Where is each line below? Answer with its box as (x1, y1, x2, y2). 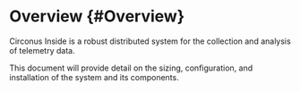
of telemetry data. (9, 45, 75, 55)
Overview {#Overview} (9, 6, 185, 27)
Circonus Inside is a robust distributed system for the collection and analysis (9, 36, 291, 46)
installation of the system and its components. (9, 71, 179, 82)
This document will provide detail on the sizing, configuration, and (9, 62, 253, 73)
